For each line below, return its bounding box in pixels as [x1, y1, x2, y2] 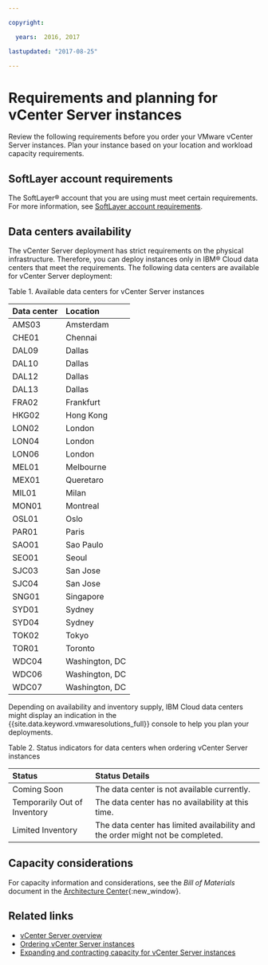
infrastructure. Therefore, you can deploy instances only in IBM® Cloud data [8, 254, 258, 264]
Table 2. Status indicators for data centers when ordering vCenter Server [8, 743, 248, 752]
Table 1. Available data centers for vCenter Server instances [8, 286, 205, 296]
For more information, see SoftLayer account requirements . [8, 202, 203, 211]
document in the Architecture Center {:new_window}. [8, 886, 181, 896]
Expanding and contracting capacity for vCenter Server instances [19, 947, 236, 957]
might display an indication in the [8, 710, 117, 720]
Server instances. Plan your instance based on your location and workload [8, 140, 253, 150]
